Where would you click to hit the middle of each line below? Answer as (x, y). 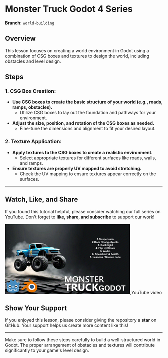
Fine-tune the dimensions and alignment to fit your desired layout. (88, 129)
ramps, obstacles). (32, 107)
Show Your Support (36, 308)
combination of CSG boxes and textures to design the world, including (77, 56)
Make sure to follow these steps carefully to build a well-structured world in (83, 340)
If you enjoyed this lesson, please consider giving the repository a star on (81, 320)
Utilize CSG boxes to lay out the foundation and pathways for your (88, 113)
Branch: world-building (30, 23)
